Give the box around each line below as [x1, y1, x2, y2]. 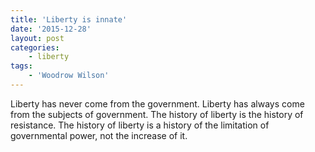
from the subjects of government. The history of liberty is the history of [10, 108, 304, 120]
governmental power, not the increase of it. [10, 129, 188, 141]
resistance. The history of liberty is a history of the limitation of [10, 119, 270, 131]
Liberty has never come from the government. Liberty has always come [10, 97, 305, 110]
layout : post [10, 33, 65, 43]
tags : [10, 61, 33, 71]
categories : [10, 42, 60, 53]
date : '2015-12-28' [10, 24, 92, 34]
